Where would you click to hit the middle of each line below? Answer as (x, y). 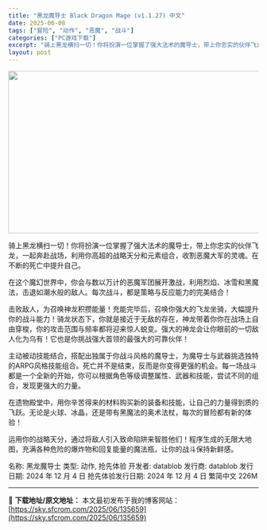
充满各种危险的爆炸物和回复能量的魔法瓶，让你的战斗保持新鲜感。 (130, 449)
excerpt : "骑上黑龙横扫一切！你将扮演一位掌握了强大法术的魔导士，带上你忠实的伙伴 (130, 45)
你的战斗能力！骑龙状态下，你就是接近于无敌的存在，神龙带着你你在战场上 (130, 319)
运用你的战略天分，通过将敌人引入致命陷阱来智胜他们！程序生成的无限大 (126, 439)
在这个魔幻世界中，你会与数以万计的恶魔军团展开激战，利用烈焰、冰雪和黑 (130, 282)
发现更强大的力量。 (53, 385)
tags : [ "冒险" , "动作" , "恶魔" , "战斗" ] (71, 30)
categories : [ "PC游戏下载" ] (52, 38)
